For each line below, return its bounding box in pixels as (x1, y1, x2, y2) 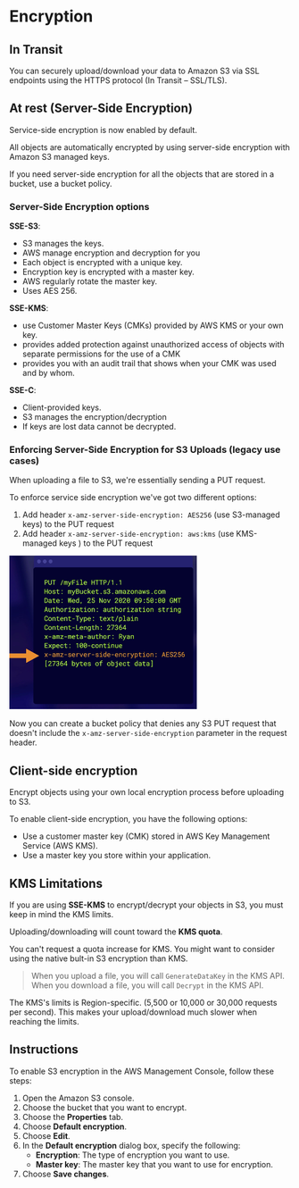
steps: (9, 1075, 32, 1086)
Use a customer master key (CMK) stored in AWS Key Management (21, 831, 270, 841)
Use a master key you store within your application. (21, 850, 212, 861)
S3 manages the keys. (21, 238, 104, 249)
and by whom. (21, 368, 75, 379)
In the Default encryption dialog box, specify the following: (21, 1140, 241, 1150)
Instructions (9, 1042, 79, 1058)
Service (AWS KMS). (21, 841, 98, 851)
